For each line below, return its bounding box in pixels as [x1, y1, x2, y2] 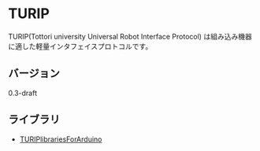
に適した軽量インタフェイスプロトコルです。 [8, 41, 153, 51]
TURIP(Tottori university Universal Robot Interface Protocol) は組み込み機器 [8, 31, 252, 41]
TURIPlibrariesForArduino [19, 134, 102, 144]
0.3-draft [8, 88, 38, 98]
